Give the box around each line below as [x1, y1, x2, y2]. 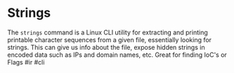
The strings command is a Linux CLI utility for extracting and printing [7, 28, 209, 36]
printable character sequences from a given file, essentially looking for [7, 35, 212, 44]
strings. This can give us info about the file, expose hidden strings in [7, 43, 205, 51]
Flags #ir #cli [7, 58, 45, 66]
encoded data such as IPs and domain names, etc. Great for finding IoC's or [7, 51, 227, 59]
